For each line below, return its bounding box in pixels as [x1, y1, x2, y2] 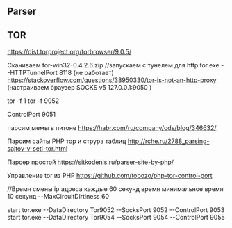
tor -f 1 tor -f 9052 [7, 97, 60, 105]
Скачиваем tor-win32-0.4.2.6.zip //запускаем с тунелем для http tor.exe [7, 61, 220, 70]
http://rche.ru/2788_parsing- [127, 137, 210, 145]
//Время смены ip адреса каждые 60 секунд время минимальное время [7, 185, 224, 193]
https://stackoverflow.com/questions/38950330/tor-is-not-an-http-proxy [7, 76, 217, 84]
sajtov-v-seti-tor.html [7, 145, 68, 153]
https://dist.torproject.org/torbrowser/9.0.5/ [7, 48, 132, 56]
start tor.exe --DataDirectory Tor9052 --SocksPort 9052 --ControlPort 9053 [7, 206, 225, 214]
